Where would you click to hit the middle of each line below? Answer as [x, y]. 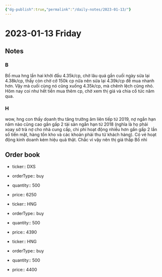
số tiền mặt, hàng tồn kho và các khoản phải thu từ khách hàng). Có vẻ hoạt [81, 134]
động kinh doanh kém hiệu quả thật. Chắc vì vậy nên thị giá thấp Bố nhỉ [76, 139]
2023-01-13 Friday [43, 33]
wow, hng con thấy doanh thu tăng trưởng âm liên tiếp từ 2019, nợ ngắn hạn [81, 119]
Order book [23, 155]
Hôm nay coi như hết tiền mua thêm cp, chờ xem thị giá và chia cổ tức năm [80, 91]
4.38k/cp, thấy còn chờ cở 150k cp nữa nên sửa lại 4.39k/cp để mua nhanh [80, 81]
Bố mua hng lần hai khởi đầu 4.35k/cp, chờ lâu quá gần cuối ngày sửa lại [77, 75]
